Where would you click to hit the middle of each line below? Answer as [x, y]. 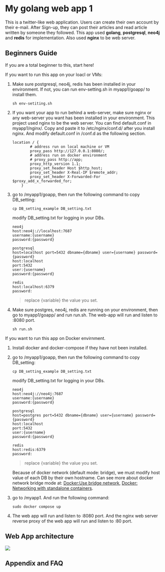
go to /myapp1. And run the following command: [61, 497]
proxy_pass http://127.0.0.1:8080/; [68, 151]
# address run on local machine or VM [70, 147]
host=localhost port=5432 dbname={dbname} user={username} [74, 252]
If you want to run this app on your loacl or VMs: [54, 75]
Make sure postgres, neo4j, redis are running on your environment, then [85, 310]
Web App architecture [40, 536]
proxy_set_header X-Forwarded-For [65, 177]
